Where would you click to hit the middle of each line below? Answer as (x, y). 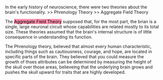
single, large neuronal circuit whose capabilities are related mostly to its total (82, 27)
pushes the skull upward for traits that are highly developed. (65, 72)
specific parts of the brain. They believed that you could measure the (74, 57)
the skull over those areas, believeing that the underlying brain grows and (79, 67)
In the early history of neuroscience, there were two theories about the (76, 7)
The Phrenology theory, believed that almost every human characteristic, (78, 46)
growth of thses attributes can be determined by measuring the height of (78, 62)
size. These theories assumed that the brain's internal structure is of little (79, 32)
